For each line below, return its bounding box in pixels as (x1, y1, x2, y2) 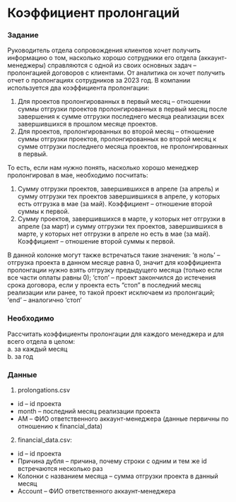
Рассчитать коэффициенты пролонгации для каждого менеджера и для (7, 330, 225, 338)
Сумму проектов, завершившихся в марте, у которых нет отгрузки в (17, 215, 226, 223)
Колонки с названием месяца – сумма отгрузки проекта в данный (17, 472, 219, 481)
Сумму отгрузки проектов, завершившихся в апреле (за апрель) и (17, 185, 219, 193)
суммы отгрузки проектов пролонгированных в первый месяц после (17, 104, 228, 114)
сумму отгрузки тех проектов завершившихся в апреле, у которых (17, 192, 220, 201)
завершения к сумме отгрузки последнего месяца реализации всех (17, 112, 225, 121)
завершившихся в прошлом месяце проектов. (17, 120, 158, 129)
